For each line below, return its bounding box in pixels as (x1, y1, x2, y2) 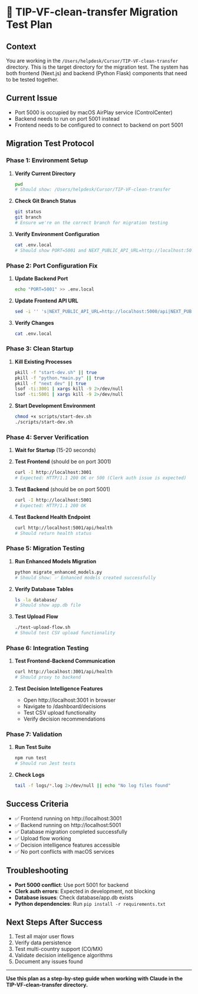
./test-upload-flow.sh (14, 624, 71, 631)
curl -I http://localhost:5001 (14, 497, 92, 504)
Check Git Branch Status (14, 198, 77, 205)
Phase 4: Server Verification (6, 433, 89, 441)
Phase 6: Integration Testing (6, 644, 89, 652)
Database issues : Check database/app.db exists (14, 893, 134, 901)
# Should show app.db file (14, 602, 81, 608)
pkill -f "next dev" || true (14, 380, 87, 386)
